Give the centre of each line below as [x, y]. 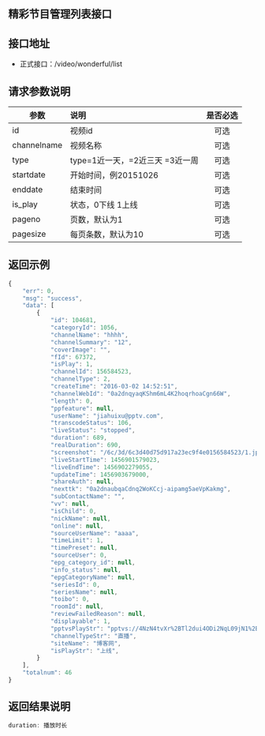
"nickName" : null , [80, 518]
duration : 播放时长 [38, 725]
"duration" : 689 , [79, 438]
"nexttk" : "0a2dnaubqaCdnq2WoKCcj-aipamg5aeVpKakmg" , [140, 489]
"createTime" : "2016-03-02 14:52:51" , [114, 387]
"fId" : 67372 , [73, 357]
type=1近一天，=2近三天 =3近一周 [134, 160]
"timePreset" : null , [84, 548]
